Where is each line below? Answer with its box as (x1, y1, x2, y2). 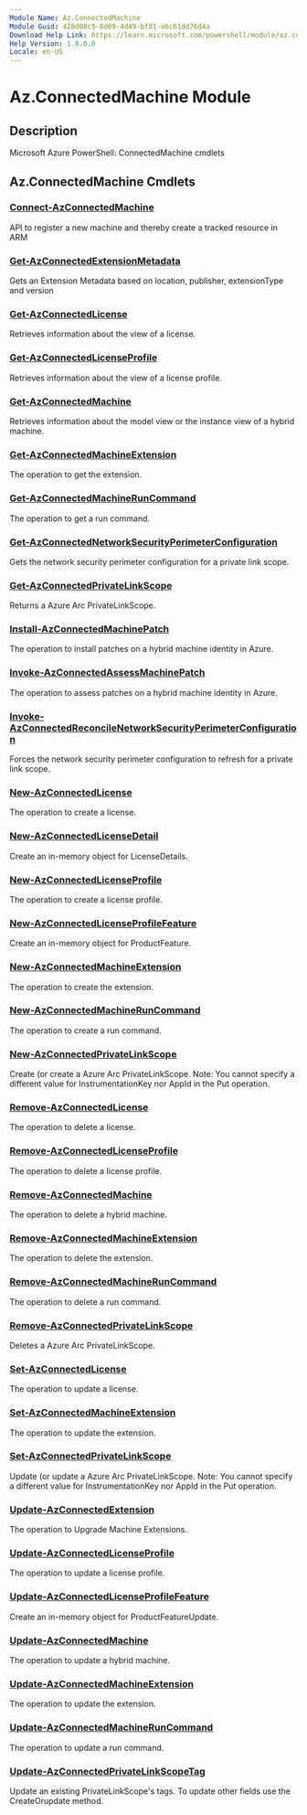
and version (9, 285, 55, 296)
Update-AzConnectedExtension (9, 1503, 155, 1516)
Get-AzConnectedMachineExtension (9, 448, 177, 461)
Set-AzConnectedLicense (9, 1362, 127, 1375)
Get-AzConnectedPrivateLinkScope (9, 579, 173, 592)
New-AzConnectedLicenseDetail (9, 829, 159, 842)
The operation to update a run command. (9, 1742, 164, 1753)
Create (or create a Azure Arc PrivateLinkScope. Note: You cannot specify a (9, 1069, 295, 1080)
